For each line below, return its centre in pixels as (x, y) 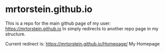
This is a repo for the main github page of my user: (58, 23)
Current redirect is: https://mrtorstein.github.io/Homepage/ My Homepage (82, 43)
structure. (15, 34)
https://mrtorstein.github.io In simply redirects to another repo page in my (82, 28)
